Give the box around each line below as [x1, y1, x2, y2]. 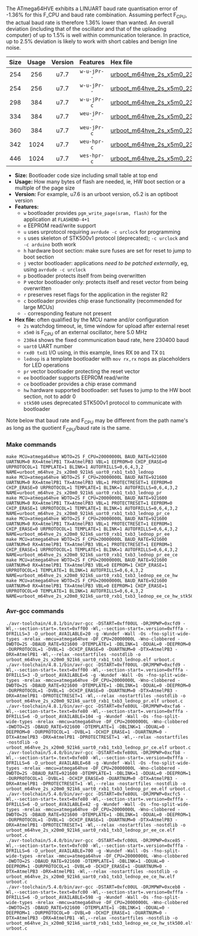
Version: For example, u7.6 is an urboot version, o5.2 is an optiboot [14, 190, 179, 197]
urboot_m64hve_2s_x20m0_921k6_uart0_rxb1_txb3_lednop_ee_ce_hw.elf [6, 873, 176, 879]
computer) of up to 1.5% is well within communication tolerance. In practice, [6, 31, 191, 38]
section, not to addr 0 [23, 393, 76, 400]
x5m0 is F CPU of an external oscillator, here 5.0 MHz [23, 328, 147, 337]
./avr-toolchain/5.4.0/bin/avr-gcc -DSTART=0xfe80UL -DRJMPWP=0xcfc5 [6, 791, 181, 797]
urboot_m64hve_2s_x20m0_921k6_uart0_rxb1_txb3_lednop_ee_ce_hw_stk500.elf [6, 920, 194, 926]
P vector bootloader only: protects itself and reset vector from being [23, 278, 189, 285]
